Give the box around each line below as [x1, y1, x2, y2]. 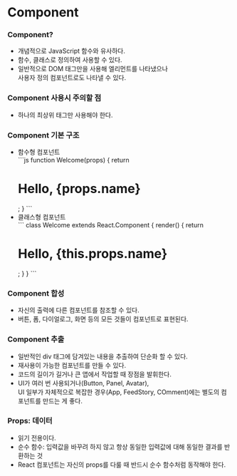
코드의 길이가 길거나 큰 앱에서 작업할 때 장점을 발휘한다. [17, 370, 172, 378]
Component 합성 [7, 288, 65, 298]
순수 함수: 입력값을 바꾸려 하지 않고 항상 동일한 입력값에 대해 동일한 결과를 [17, 443, 223, 451]
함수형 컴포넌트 [17, 148, 60, 157]
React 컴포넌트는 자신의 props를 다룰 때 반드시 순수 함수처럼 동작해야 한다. [17, 460, 226, 469]
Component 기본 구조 [7, 130, 80, 140]
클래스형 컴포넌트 [17, 213, 66, 222]
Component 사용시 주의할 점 [7, 93, 102, 103]
